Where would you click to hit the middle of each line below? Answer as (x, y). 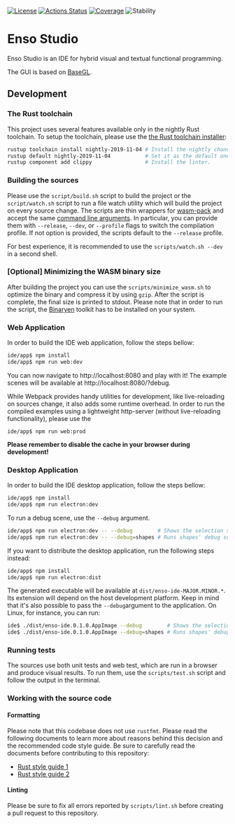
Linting (17, 790)
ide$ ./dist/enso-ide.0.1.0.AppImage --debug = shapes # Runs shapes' (109, 632)
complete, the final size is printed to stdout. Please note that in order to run (115, 301)
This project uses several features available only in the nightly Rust (104, 129)
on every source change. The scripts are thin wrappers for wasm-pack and (115, 211)
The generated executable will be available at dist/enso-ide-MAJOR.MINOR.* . (116, 590)
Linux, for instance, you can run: (54, 613)
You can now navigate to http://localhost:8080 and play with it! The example (117, 375)
